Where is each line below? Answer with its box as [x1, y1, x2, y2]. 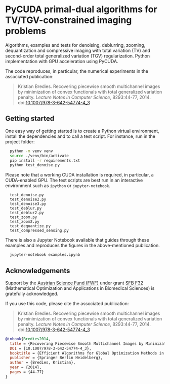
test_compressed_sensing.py [10, 228, 69, 233]
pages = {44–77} [10, 370, 44, 375]
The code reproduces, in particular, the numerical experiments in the [5, 68, 148, 74]
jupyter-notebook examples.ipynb [10, 252, 80, 257]
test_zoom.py [10, 215, 37, 220]
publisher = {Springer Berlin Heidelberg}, [10, 355, 103, 361]
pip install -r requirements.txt [10, 158, 80, 163]
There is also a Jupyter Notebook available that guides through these [5, 237, 149, 243]
